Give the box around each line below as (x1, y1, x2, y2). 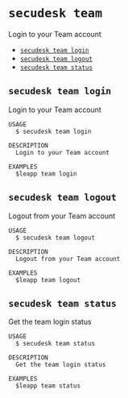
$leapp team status (15, 382, 81, 390)
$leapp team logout (15, 276, 81, 284)
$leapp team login (15, 169, 78, 178)
